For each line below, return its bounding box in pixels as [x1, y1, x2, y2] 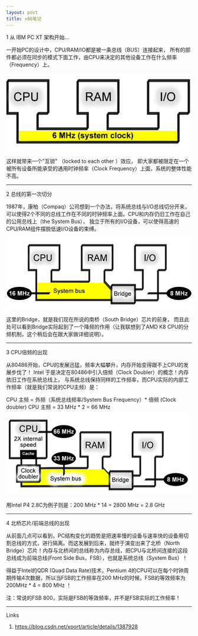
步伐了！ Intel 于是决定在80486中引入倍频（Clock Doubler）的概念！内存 [11, 369, 189, 376]
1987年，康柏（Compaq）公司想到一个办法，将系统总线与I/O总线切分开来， [6, 203, 190, 210]
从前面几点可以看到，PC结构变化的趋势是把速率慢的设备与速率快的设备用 [6, 532, 184, 540]
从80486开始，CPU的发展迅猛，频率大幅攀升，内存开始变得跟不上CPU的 [6, 361, 184, 368]
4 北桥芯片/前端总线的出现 [6, 519, 70, 527]
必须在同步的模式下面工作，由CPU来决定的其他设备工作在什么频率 [16, 53, 177, 60]
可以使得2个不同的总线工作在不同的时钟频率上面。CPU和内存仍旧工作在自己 [6, 210, 191, 217]
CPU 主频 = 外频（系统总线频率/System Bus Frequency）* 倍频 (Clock [6, 396, 177, 403]
